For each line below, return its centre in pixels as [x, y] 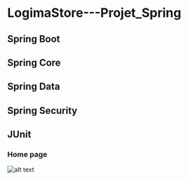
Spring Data [34, 87]
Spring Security [42, 110]
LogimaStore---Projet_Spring [94, 13]
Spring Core [34, 62]
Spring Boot [34, 39]
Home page [27, 155]
